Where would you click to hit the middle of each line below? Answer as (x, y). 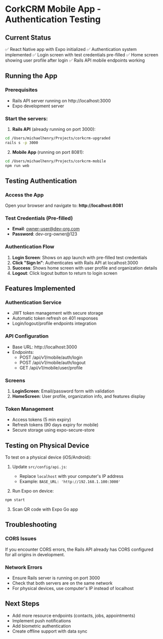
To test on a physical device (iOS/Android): (48, 457)
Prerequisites (21, 90)
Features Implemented (40, 288)
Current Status (28, 37)
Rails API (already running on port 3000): (54, 129)
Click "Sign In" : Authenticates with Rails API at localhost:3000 (75, 263)
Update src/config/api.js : (39, 467)
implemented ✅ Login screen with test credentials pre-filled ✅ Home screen (81, 55)
